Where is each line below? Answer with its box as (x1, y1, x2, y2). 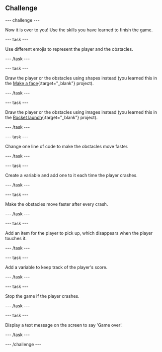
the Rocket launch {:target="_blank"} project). (5, 114, 98, 120)
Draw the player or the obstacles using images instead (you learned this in (5, 109, 158, 115)
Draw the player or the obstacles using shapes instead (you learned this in (5, 75, 158, 81)
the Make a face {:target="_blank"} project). (5, 80, 94, 86)
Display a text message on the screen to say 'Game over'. (5, 322, 123, 328)
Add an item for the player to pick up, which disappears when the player (5, 230, 153, 236)
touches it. (5, 235, 27, 241)
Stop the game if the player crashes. (5, 293, 80, 299)
